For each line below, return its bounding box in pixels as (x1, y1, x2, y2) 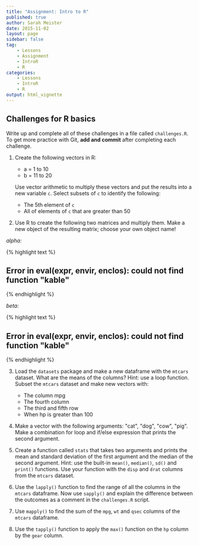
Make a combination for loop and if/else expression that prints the (14, 429, 176, 436)
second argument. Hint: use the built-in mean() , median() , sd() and (14, 459, 177, 466)
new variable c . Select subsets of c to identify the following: (14, 189, 161, 197)
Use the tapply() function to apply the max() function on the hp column (14, 525, 189, 533)
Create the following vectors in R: (14, 154, 97, 161)
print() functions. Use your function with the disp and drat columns (14, 466, 183, 473)
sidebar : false (6, 36, 44, 42)
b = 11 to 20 (23, 172, 52, 179)
